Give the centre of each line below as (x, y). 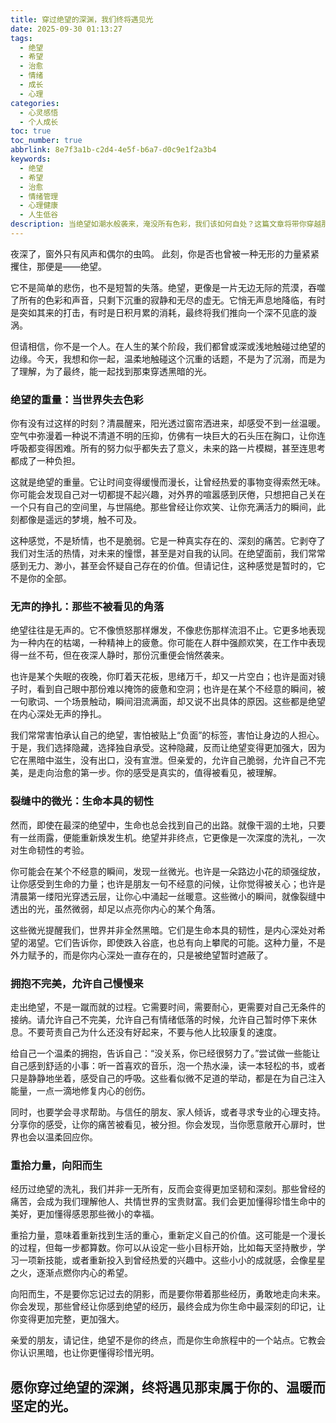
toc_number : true (46, 141)
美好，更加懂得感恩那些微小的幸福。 (85, 1214)
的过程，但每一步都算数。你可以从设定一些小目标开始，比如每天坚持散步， (163, 1248)
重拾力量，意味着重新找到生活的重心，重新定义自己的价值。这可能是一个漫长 (168, 1235)
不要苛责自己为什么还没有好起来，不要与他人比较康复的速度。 (154, 1032)
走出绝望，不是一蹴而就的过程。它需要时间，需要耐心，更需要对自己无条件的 (168, 1007)
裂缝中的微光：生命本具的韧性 (82, 801)
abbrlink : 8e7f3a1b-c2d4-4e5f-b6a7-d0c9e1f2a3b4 (113, 150)
